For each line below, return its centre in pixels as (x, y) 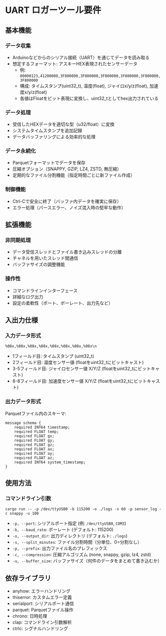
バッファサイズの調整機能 (39, 265)
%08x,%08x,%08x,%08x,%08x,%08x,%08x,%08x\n (51, 346)
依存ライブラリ (28, 578)
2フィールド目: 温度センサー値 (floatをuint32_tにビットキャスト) (78, 362)
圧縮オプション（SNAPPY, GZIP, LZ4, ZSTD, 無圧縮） (67, 169)
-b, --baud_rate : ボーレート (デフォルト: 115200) (63, 530)
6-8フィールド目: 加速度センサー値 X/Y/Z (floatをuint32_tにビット (80, 381)
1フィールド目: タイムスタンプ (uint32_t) (53, 356)
